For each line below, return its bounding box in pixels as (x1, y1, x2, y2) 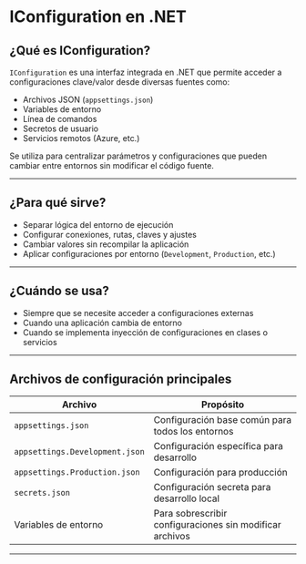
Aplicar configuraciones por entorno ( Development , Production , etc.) (22, 248, 276, 259)
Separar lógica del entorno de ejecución (22, 219, 174, 230)
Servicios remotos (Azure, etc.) (22, 133, 140, 143)
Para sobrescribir (153, 508, 228, 520)
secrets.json (14, 487, 71, 498)
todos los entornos (153, 426, 234, 438)
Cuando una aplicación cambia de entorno (22, 317, 183, 328)
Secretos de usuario (22, 123, 98, 134)
